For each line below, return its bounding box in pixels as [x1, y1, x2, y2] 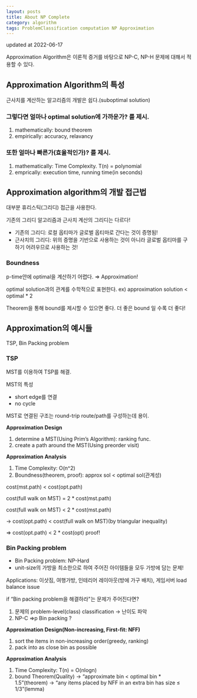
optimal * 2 [6, 292, 33, 299]
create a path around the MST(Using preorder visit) [14, 441, 140, 448]
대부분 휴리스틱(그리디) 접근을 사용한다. [6, 204, 97, 211]
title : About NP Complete [6, 14, 70, 20]
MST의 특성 [6, 381, 34, 388]
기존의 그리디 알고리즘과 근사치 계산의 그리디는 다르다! [6, 217, 131, 224]
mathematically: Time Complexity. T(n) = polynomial [14, 162, 142, 169]
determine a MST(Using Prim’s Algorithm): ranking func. [14, 435, 151, 443]
